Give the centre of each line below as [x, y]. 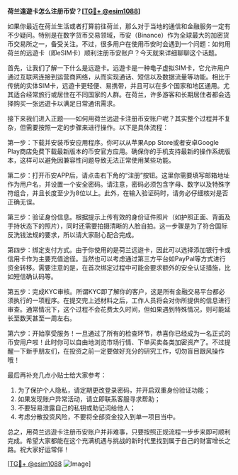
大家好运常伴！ [47, 449]
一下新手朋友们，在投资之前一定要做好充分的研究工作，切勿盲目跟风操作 [119, 351]
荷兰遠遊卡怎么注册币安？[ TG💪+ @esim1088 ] [74, 11]
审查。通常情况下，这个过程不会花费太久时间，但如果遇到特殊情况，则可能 [116, 309]
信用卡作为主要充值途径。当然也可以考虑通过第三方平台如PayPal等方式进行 [117, 259]
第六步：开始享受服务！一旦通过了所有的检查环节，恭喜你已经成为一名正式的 [119, 333]
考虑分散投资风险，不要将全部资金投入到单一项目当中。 [98, 417]
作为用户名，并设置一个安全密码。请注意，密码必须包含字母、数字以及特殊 [116, 184]
